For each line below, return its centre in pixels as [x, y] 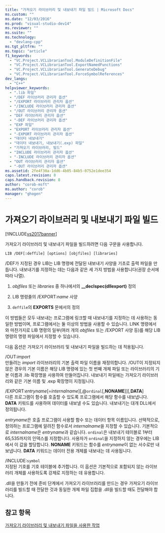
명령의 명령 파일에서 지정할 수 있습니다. [43, 336]
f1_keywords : [18, 56]
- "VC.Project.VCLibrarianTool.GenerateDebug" [58, 70]
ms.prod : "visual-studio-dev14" [38, 24]
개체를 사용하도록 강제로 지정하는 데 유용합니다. [59, 473]
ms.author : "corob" [25, 189]
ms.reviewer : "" [22, 28]
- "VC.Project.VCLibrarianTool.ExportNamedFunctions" [66, 65]
